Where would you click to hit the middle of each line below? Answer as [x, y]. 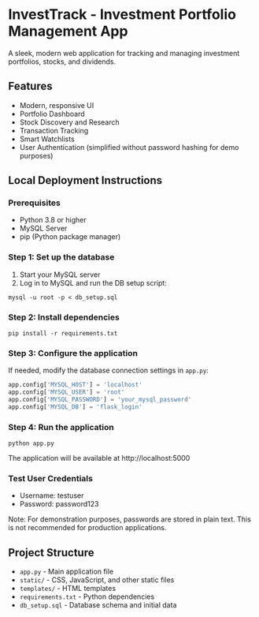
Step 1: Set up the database [61, 257]
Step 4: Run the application [61, 427]
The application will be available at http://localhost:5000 [99, 458]
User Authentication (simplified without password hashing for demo [129, 147]
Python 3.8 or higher [53, 220]
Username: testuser [52, 495]
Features [30, 86]
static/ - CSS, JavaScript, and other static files [97, 580]
